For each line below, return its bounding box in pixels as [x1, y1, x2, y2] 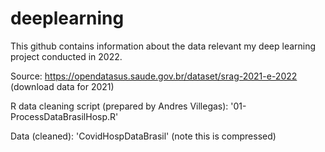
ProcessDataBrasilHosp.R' [10, 110, 119, 122]
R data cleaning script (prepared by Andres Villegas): [10, 100, 229, 112]
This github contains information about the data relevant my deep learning [10, 40, 317, 52]
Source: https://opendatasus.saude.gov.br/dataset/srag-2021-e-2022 [10, 70, 298, 82]
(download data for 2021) [10, 80, 115, 92]
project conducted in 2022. [10, 50, 123, 62]
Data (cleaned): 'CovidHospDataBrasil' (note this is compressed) [10, 130, 277, 142]
